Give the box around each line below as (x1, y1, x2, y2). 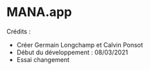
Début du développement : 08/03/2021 (16, 48, 128, 56)
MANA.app (6, 4, 72, 20)
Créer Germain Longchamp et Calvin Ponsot (16, 40, 144, 49)
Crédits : (6, 27, 31, 35)
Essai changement (16, 55, 70, 63)
